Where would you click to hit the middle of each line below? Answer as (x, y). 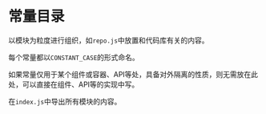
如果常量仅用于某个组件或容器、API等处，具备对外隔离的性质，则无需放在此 (133, 74)
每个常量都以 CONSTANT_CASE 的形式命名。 (74, 57)
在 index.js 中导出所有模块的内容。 (65, 101)
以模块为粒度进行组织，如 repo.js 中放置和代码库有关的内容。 (109, 40)
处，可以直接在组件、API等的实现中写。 (74, 84)
